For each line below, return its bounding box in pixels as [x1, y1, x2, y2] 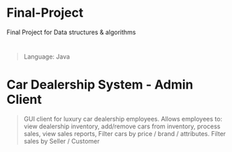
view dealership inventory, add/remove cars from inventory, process [23, 122, 221, 130]
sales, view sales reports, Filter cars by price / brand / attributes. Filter [23, 130, 226, 138]
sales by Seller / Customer [23, 137, 100, 146]
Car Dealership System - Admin [6, 77, 194, 93]
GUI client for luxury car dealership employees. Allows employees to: [23, 115, 223, 123]
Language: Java [23, 52, 71, 61]
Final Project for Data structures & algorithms [6, 28, 136, 36]
